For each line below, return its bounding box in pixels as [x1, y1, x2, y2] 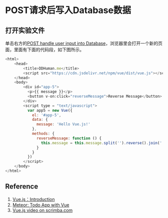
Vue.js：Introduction [12, 196, 55, 202]
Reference [5, 182, 38, 191]
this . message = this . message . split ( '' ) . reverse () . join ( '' [40, 140, 164, 145]
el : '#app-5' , [31, 112, 61, 118]
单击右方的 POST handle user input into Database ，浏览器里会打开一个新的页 [5, 41, 163, 46]
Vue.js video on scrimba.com [12, 207, 73, 213]
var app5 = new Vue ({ [27, 108, 72, 113]
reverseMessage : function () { [36, 136, 101, 141]
